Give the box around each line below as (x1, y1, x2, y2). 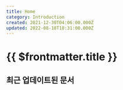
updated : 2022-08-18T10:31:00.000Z (6, 25, 94, 31)
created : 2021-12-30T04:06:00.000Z (6, 19, 94, 25)
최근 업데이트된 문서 (6, 75, 75, 85)
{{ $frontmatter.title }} (6, 51, 118, 64)
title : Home (6, 8, 35, 15)
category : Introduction (6, 14, 65, 20)
